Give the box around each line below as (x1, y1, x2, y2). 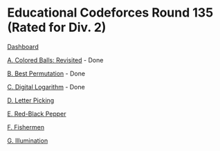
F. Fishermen (7, 123, 45, 131)
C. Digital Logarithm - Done (7, 82, 85, 91)
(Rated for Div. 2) (7, 19, 107, 35)
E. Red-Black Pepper (7, 109, 67, 118)
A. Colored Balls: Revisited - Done (7, 55, 104, 64)
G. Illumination (7, 136, 48, 145)
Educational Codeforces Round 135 (7, 5, 214, 21)
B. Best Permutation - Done (7, 69, 85, 78)
